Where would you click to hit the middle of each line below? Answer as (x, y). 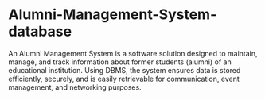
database (40, 31)
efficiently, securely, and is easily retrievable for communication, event (124, 79)
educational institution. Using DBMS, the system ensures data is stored (125, 70)
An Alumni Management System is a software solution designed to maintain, (133, 53)
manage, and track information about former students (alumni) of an (120, 62)
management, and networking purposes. (75, 87)
